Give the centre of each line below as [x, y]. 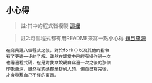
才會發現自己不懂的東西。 [32, 75]
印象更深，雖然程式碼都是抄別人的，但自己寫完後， [59, 69]
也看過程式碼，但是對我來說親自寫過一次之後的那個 [59, 63]
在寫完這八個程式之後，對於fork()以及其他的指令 [58, 50]
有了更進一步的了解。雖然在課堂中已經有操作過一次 [59, 56]
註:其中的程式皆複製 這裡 [50, 26]
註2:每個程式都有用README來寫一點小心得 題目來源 [83, 38]
